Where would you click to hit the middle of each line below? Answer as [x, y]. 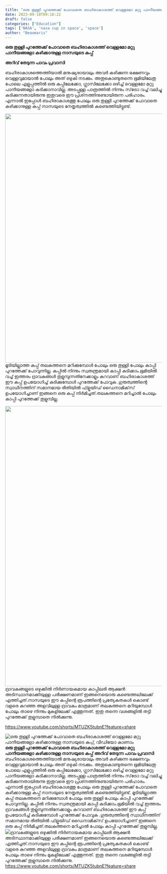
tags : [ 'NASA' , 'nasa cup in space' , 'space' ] [54, 28]
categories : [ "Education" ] [33, 24]
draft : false [19, 19]
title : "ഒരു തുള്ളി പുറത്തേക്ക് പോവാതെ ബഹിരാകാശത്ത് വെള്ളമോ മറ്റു [73, 10]
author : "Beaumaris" [27, 33]
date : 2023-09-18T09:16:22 [33, 14]
